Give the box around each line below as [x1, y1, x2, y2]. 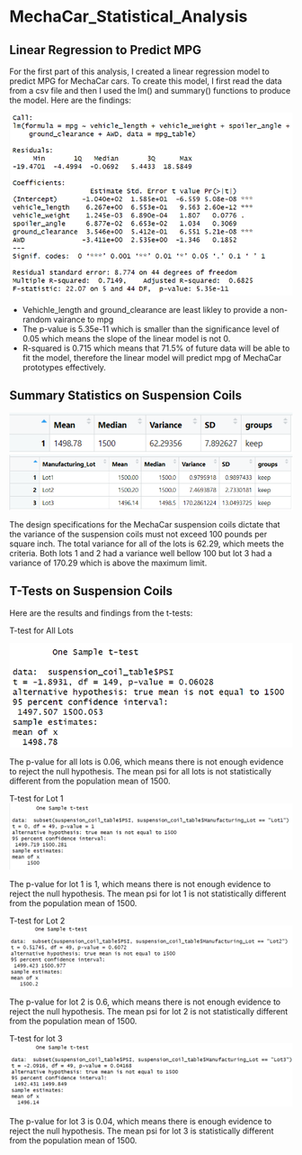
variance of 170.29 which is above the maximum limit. [9, 557, 208, 568]
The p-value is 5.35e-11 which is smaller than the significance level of [22, 323, 280, 335]
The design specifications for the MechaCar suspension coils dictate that [9, 518, 280, 529]
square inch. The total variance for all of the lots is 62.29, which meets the [9, 538, 285, 549]
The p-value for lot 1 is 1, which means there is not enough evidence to [9, 879, 271, 890]
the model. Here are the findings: [9, 95, 132, 105]
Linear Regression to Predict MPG [9, 42, 202, 58]
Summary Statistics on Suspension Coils [9, 388, 243, 403]
